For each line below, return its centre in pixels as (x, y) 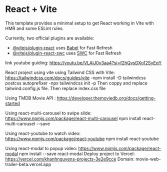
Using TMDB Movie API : (30, 98)
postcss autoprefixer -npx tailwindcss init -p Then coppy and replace (76, 83)
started (12, 103)
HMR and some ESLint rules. (34, 28)
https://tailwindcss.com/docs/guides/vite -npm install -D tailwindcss (75, 77)
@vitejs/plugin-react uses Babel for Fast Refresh (62, 47)
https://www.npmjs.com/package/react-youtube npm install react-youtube (82, 138)
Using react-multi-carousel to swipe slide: (48, 113)
